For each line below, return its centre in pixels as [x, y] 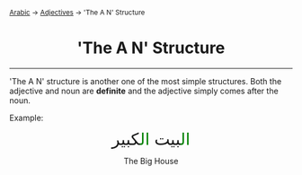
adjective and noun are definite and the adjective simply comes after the [144, 91]
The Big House [151, 161]
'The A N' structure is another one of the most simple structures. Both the [146, 81]
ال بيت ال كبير [151, 140]
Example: [27, 118]
